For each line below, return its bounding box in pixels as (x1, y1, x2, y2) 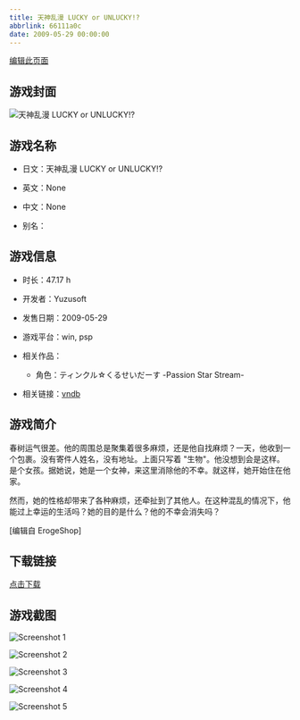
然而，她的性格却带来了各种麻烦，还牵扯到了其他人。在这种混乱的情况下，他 (9, 495, 291, 506)
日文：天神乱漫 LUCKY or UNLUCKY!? (21, 163, 163, 174)
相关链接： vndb (21, 388, 81, 398)
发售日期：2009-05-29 (21, 312, 108, 322)
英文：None (21, 182, 67, 193)
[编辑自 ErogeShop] (9, 524, 82, 536)
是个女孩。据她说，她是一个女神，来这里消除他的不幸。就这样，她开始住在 (9, 465, 283, 475)
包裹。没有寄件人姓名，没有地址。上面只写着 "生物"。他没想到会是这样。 (16, 453, 285, 465)
